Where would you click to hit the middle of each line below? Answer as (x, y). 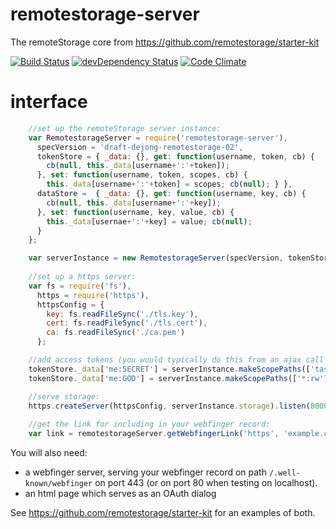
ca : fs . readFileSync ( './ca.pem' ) (116, 333)
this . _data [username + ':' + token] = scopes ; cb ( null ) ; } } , (169, 184)
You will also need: (49, 452)
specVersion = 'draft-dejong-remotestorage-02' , (140, 147)
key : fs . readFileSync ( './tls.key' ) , (122, 314)
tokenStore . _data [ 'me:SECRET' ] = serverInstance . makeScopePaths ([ (169, 369)
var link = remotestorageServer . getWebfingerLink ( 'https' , (154, 434)
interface (49, 102)
